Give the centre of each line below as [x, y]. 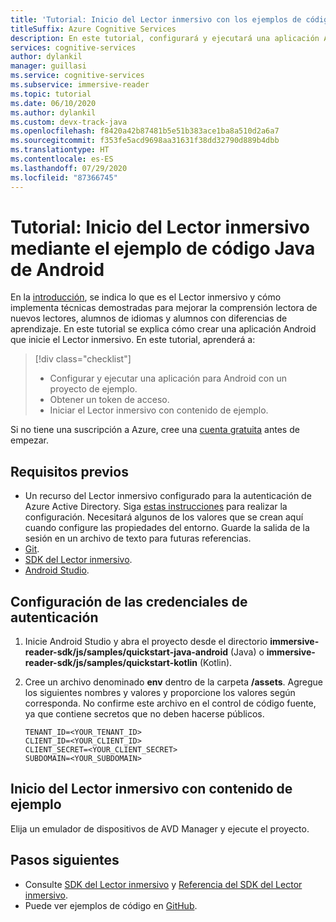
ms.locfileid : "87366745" [64, 177]
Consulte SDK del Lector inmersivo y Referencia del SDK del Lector [163, 884]
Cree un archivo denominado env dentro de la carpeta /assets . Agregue [173, 682]
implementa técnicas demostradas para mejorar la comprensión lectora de [164, 308]
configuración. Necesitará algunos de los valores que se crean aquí [164, 517]
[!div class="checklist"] [83, 359]
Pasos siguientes [65, 860]
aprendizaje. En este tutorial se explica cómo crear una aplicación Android [163, 329]
